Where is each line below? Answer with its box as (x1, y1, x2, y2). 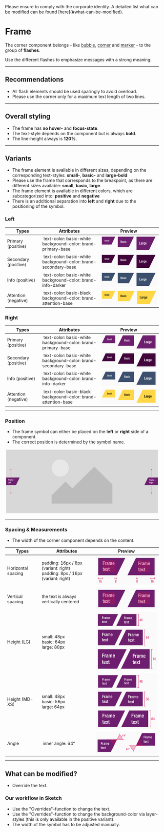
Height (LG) (7, 639, 31, 645)
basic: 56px (41, 699, 65, 705)
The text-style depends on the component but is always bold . (12, 130, 137, 136)
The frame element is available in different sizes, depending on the (12, 167, 146, 173)
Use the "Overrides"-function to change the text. (12, 806, 111, 812)
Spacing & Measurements (5, 526, 67, 533)
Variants (5, 154, 32, 162)
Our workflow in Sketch (5, 795, 62, 802)
